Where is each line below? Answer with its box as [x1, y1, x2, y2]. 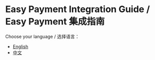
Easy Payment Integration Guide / [5, 4, 150, 15]
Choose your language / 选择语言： [5, 33, 80, 39]
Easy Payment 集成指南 [5, 16, 105, 27]
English [12, 43, 29, 49]
